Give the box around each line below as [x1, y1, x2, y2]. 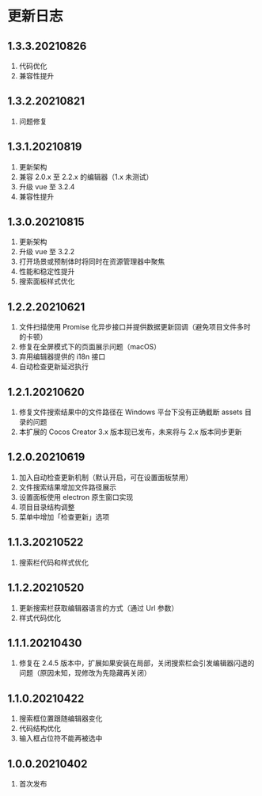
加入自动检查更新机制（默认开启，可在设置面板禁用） [18, 472, 193, 482]
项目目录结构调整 [18, 502, 75, 512]
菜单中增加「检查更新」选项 [18, 512, 110, 521]
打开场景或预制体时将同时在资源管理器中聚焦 [18, 257, 165, 266]
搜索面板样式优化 [18, 276, 75, 286]
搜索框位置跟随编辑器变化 [18, 714, 103, 723]
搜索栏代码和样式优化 [18, 558, 89, 567]
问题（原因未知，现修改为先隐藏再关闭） [18, 668, 151, 678]
